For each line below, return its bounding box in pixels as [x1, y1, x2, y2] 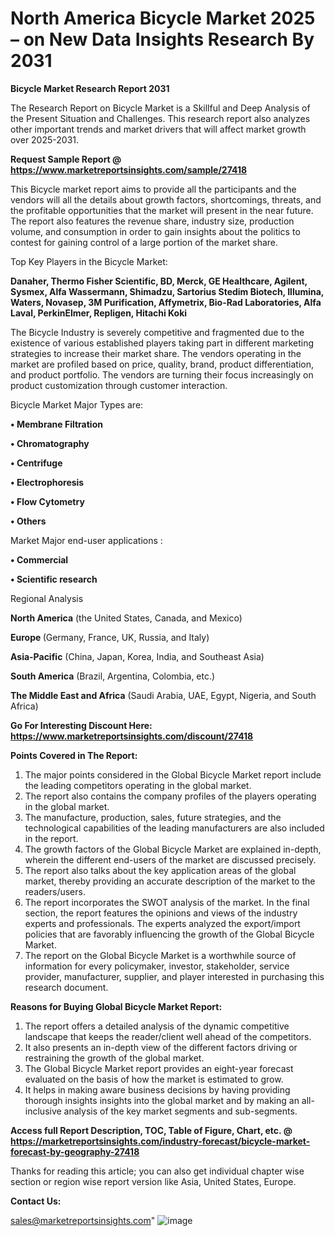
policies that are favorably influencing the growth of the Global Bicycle [24, 928, 315, 940]
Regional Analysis [10, 592, 84, 604]
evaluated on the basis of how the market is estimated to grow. [24, 1073, 284, 1085]
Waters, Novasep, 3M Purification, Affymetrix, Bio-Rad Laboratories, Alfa [10, 296, 322, 308]
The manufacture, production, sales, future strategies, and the [24, 811, 282, 823]
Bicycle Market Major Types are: [10, 398, 144, 411]
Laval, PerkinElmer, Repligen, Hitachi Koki [10, 307, 188, 319]
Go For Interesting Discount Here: [10, 719, 153, 731]
